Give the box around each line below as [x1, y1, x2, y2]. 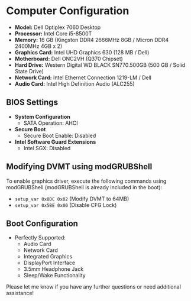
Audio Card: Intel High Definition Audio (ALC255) [14, 80, 135, 87]
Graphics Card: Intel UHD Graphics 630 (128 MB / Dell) [14, 48, 150, 56]
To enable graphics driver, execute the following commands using [6, 177, 167, 185]
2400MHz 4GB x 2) [14, 43, 63, 50]
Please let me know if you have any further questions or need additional [6, 283, 182, 290]
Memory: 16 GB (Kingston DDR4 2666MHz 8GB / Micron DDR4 [14, 36, 169, 43]
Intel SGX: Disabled [23, 144, 71, 151]
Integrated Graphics [23, 253, 73, 260]
